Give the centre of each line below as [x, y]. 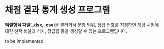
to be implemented [24, 41]
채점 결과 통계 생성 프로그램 [58, 10]
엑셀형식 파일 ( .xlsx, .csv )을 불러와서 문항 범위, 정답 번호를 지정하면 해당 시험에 [82, 25]
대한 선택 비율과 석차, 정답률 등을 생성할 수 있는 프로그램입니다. [66, 31]
